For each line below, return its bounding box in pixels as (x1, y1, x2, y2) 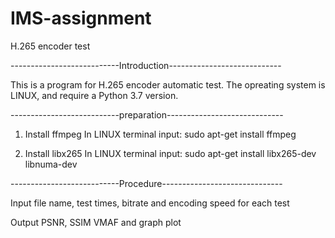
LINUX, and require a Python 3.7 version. (10, 89, 179, 101)
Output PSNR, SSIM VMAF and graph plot (10, 216, 182, 228)
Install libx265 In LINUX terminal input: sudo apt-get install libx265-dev (24, 147, 317, 159)
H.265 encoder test (10, 40, 91, 52)
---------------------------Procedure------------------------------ (10, 177, 283, 189)
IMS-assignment (10, 7, 152, 30)
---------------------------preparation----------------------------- (10, 108, 284, 121)
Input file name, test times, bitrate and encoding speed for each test (10, 197, 290, 209)
